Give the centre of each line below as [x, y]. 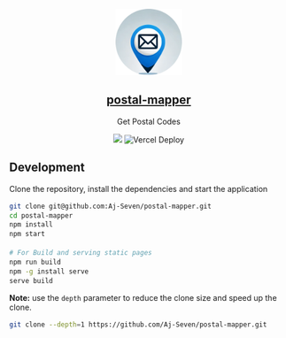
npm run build [35, 262]
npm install [31, 225]
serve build [31, 280]
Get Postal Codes [149, 121]
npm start [27, 234]
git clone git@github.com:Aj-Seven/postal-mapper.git [111, 206]
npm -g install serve [49, 271]
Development [47, 168]
